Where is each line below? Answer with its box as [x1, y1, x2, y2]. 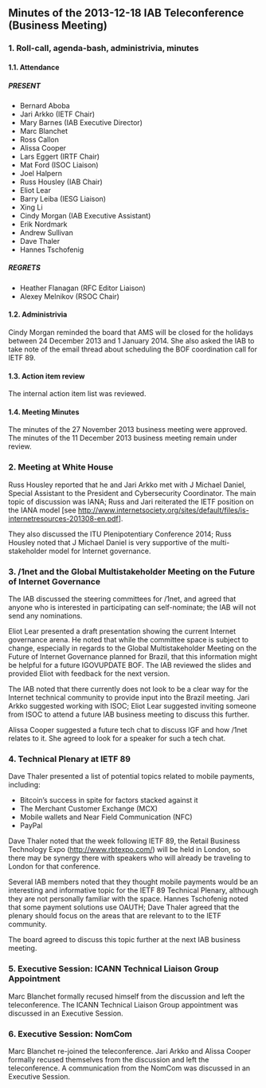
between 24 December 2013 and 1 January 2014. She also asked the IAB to [8, 336, 255, 346]
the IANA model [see [8, 505, 77, 515]
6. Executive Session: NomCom [8, 1028, 133, 1039]
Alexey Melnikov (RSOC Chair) [19, 291, 119, 301]
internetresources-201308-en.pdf [8, 513, 119, 523]
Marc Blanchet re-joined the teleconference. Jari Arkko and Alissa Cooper [8, 1046, 251, 1055]
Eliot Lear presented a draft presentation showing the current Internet [8, 626, 237, 636]
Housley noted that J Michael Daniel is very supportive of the [8, 537, 209, 547]
